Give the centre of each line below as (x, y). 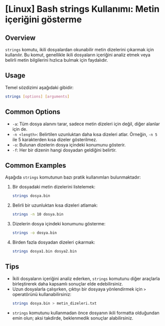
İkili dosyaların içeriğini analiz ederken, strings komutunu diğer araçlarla (86, 278)
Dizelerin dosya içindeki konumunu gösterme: (59, 224)
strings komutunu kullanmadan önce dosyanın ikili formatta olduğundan (86, 313)
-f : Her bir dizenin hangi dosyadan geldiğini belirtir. (64, 150)
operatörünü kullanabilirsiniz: (42, 294)
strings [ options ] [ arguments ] (37, 96)
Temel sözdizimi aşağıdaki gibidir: (40, 87)
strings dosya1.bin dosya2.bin (44, 251)
